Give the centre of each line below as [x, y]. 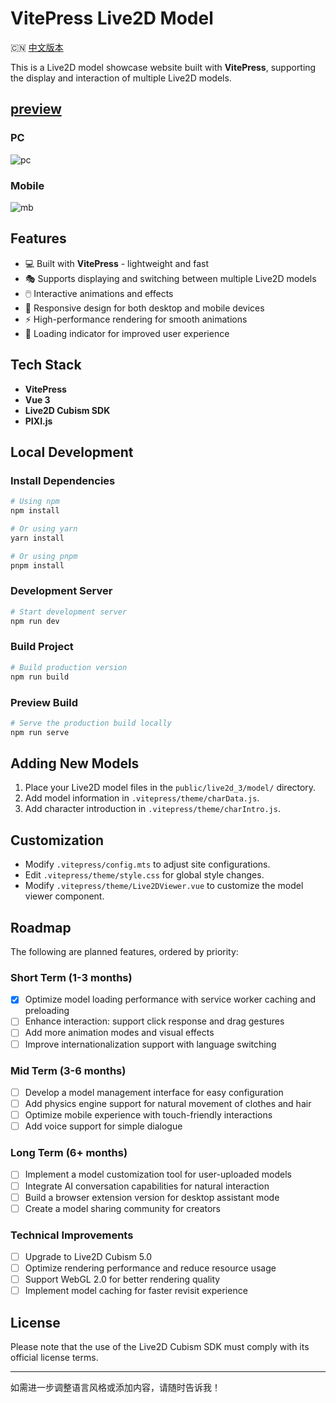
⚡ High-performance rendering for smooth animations [136, 319]
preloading [47, 1011]
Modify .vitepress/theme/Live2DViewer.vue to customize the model [164, 886]
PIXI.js [38, 421]
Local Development [72, 452]
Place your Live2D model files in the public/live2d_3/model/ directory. [170, 788]
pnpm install [37, 565]
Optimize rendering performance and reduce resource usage [150, 1268]
